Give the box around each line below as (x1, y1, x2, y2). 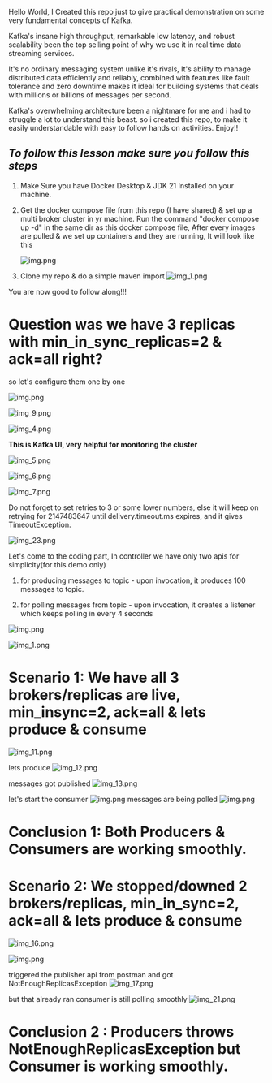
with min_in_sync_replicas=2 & (8, 333, 222, 351)
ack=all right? (8, 350, 104, 368)
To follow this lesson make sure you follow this (8, 146, 250, 161)
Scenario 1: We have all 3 (8, 668, 180, 687)
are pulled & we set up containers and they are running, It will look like (19, 231, 255, 240)
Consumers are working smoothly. (8, 839, 248, 858)
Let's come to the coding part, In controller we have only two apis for (8, 551, 240, 561)
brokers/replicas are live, (8, 685, 181, 704)
